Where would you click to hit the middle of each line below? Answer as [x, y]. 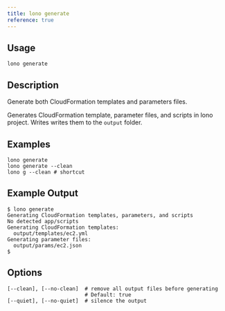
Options [25, 273]
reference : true [30, 20]
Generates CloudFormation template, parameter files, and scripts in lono [110, 115]
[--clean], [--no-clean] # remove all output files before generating [112, 289]
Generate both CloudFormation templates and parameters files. [97, 102]
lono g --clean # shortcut [46, 172]
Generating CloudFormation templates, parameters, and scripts [100, 215]
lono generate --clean [40, 166]
